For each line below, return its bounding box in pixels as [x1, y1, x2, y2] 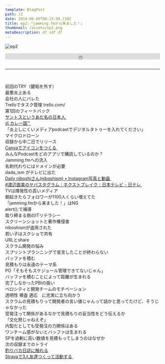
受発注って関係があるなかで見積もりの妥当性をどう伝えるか [5, 310, 125, 316]
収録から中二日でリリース [5, 139, 57, 144]
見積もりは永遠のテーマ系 [5, 261, 57, 267]
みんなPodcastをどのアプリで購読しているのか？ [5, 151, 104, 157]
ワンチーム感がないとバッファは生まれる [5, 329, 87, 335]
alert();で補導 [5, 206, 32, 212]
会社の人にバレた [5, 96, 40, 101]
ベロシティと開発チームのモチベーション [5, 286, 87, 292]
